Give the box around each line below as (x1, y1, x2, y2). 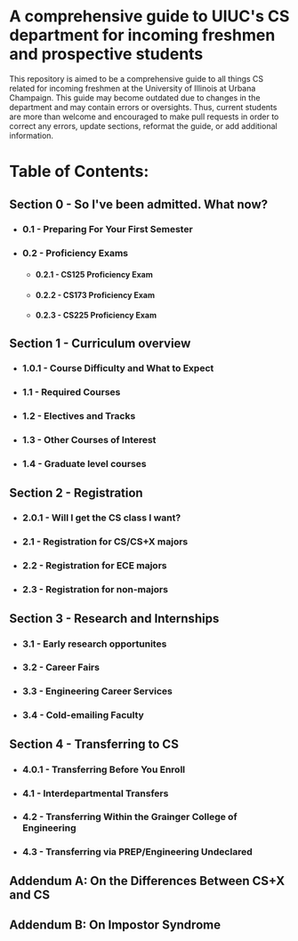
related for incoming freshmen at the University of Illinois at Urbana (9, 83, 256, 93)
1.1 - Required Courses (21, 386, 121, 398)
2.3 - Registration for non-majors (21, 583, 169, 596)
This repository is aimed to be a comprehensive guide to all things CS (9, 73, 264, 84)
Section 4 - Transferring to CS (9, 736, 180, 752)
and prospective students (9, 44, 204, 64)
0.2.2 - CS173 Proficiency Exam (35, 289, 156, 300)
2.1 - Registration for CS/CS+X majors (21, 535, 189, 548)
